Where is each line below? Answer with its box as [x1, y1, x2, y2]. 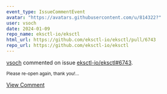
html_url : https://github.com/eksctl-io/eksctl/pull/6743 [6, 37, 156, 43]
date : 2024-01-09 [6, 25, 50, 32]
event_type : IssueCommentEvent [6, 8, 86, 15]
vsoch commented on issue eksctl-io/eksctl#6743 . [6, 58, 134, 66]
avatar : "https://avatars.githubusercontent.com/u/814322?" [6, 14, 162, 20]
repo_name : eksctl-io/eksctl [6, 31, 80, 37]
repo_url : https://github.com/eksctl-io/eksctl [6, 43, 129, 49]
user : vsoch [6, 20, 36, 26]
